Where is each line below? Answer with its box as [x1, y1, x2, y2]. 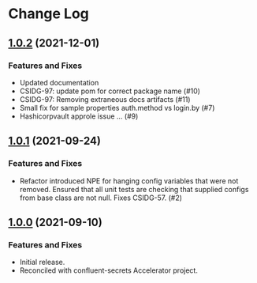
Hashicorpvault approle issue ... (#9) [19, 111, 139, 121]
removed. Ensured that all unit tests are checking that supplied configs [19, 184, 249, 194]
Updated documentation [19, 77, 99, 87]
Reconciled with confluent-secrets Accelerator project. [19, 266, 199, 275]
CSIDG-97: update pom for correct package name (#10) [19, 86, 201, 96]
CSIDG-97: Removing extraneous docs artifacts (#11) [19, 94, 191, 104]
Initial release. [19, 258, 65, 267]
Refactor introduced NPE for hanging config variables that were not [19, 175, 239, 186]
